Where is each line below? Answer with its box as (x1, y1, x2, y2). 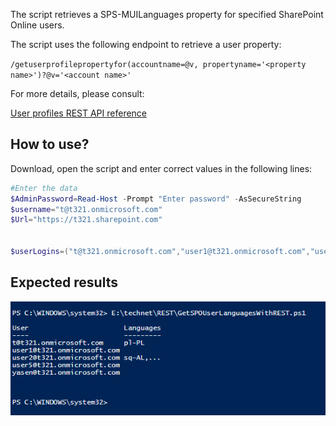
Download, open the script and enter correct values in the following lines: (10, 162, 313, 174)
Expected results (10, 274, 118, 291)
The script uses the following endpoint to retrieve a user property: (10, 39, 282, 50)
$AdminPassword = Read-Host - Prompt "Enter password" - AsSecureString (10, 194, 302, 204)
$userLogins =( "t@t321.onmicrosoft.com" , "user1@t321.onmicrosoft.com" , (10, 247, 311, 257)
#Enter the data (10, 183, 78, 193)
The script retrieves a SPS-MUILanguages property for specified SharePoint (10, 9, 324, 20)
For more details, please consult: (10, 88, 145, 99)
